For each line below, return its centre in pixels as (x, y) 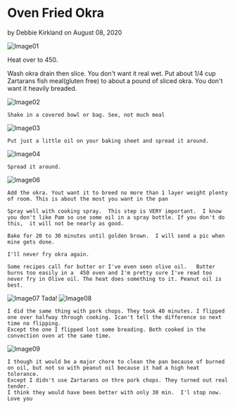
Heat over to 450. (33, 59)
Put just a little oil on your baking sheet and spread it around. (108, 141)
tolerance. (23, 374)
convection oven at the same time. (59, 336)
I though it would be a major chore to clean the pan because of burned (116, 361)
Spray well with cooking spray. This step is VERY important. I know (114, 211)
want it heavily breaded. (42, 88)
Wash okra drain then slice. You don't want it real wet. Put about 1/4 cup (112, 73)
